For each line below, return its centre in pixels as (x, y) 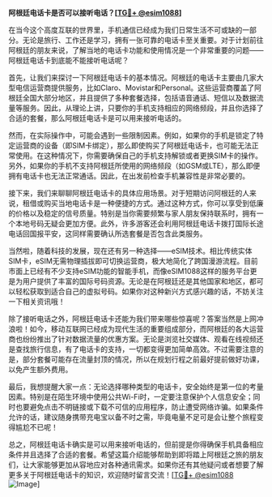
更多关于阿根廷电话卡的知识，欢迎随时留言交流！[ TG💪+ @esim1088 (121, 475)
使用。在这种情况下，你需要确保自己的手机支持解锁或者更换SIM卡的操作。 (139, 156)
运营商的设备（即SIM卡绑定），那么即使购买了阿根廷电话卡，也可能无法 (134, 146)
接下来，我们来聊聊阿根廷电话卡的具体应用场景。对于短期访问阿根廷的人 (129, 193)
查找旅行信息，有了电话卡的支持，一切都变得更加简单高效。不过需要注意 (136, 349)
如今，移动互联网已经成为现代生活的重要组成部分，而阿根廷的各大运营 (147, 329)
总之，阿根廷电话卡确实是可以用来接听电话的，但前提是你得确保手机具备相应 (136, 444)
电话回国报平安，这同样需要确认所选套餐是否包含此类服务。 (108, 234)
